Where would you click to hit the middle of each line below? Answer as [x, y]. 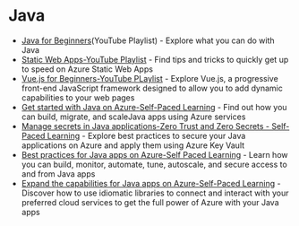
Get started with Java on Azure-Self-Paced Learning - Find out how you [154, 107]
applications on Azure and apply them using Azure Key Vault [133, 145]
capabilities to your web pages [78, 97]
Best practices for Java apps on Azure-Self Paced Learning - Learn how [154, 154]
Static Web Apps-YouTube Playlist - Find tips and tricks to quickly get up [155, 59]
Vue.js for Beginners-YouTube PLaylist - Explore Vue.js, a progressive [149, 78]
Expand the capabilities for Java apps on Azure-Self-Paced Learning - [151, 183]
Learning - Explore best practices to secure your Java [146, 135]
